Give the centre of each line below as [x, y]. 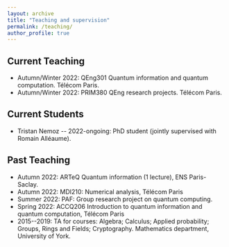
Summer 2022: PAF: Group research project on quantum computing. [115, 199]
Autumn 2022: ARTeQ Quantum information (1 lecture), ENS [102, 177]
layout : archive [31, 14]
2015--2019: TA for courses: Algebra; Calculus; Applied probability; [113, 221]
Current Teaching [46, 61]
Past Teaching [39, 160]
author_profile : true [39, 33]
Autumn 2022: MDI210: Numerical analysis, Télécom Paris [100, 191]
